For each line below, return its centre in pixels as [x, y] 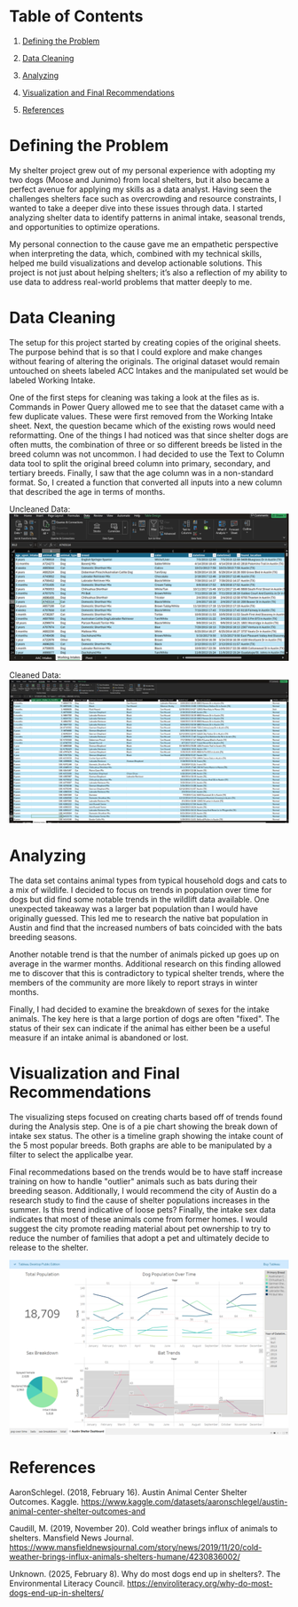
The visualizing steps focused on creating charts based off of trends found [146, 1117]
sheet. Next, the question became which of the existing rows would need [143, 426]
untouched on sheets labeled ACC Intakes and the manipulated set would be [149, 370]
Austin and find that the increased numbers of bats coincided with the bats [146, 927]
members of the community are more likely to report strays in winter [134, 982]
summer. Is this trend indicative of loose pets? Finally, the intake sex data [143, 1209]
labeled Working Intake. [52, 380]
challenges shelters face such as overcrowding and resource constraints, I [145, 198]
